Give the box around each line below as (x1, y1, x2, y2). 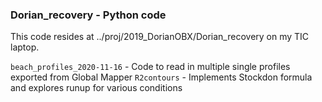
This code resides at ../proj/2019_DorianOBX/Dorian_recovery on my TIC (10, 31, 310, 43)
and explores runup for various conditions (10, 82, 183, 94)
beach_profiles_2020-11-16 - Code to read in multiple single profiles (10, 61, 291, 73)
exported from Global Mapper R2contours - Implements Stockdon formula (10, 71, 313, 83)
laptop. (10, 41, 40, 53)
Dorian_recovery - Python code (10, 8, 167, 22)
